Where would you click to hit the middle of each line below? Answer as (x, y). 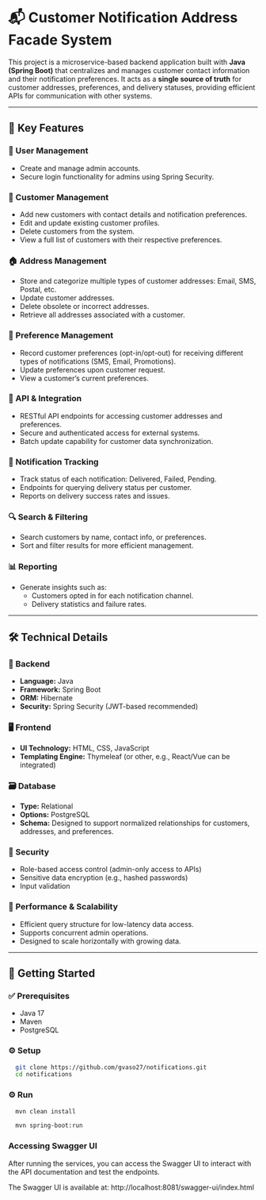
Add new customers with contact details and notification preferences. (133, 214)
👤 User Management (48, 151)
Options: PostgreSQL (55, 814)
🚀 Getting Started (52, 973)
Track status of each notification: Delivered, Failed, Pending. (118, 479)
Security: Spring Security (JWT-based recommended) (109, 707)
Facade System (60, 40)
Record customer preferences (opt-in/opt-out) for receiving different (131, 353)
